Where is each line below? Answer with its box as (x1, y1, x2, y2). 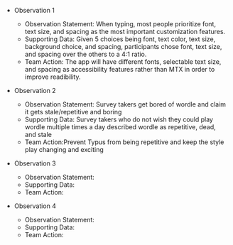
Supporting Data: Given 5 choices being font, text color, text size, (24, 35, 216, 43)
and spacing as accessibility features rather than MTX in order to (24, 65, 215, 73)
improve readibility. (24, 72, 81, 81)
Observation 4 (13, 202, 57, 210)
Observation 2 (13, 87, 56, 94)
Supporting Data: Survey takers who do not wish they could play (24, 115, 213, 124)
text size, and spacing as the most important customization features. (24, 28, 226, 36)
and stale (24, 131, 52, 138)
